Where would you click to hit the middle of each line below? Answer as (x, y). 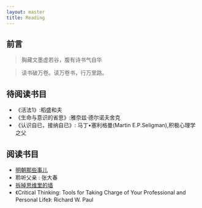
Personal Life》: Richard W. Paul (54, 199)
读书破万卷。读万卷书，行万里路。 (64, 73)
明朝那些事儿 (31, 169)
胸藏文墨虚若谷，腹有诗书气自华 (62, 60)
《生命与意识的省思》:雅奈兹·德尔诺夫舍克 (68, 117)
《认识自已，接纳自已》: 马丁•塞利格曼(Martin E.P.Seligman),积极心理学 (105, 125)
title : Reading (26, 18)
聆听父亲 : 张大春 (36, 177)
